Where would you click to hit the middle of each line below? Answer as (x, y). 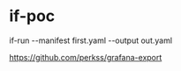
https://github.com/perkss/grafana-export (86, 57)
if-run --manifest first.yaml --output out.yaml (91, 40)
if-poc (32, 16)
